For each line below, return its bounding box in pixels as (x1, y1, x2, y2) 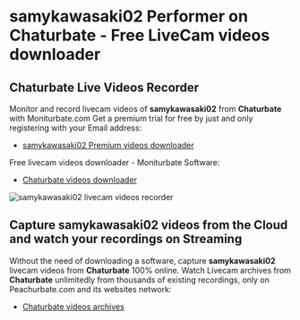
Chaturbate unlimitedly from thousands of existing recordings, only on (9, 274, 270, 285)
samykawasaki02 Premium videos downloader (21, 140, 194, 150)
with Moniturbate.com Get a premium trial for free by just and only (9, 114, 253, 123)
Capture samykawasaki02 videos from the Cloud (9, 217, 288, 233)
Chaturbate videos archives (21, 301, 125, 312)
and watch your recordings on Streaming (9, 232, 243, 247)
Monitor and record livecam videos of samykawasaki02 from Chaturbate (9, 104, 282, 114)
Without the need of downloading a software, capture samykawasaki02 (9, 255, 276, 265)
